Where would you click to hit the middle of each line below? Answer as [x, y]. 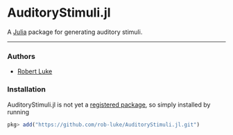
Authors [21, 56]
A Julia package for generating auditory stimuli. [75, 32]
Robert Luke [35, 71]
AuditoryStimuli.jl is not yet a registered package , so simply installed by [109, 105]
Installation [27, 89]
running [18, 111]
